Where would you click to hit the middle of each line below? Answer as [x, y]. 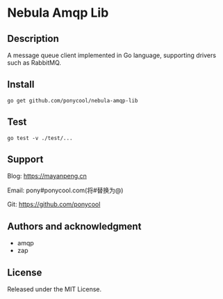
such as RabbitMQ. [34, 63]
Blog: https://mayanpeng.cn [47, 176]
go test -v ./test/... [40, 138]
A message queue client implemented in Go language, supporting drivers [112, 55]
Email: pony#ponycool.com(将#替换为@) [65, 190]
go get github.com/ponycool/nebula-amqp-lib [73, 100]
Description [33, 39]
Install [21, 85]
